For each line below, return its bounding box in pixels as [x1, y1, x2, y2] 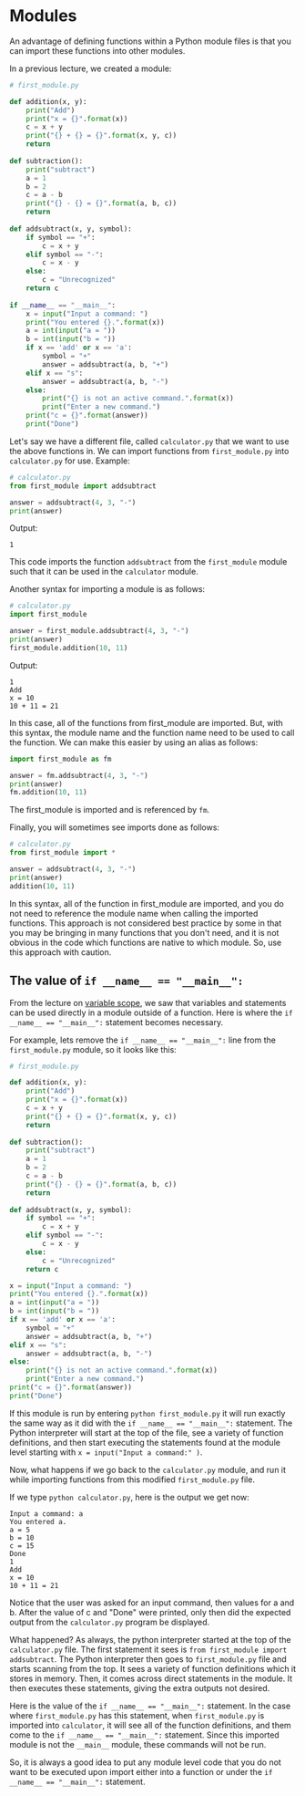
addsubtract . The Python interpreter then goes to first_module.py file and [9, 1653, 287, 1665]
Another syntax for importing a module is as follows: [9, 584, 206, 595]
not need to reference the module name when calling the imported [9, 908, 259, 919]
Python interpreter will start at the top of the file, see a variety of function [9, 1427, 284, 1438]
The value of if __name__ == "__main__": [9, 973, 244, 989]
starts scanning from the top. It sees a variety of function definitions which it [9, 1663, 297, 1674]
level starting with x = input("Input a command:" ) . [9, 1447, 203, 1458]
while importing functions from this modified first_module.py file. [9, 1474, 255, 1485]
